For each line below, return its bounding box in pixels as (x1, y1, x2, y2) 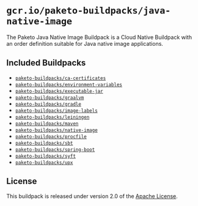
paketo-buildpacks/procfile (15, 133, 87, 139)
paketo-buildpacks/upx (15, 160, 73, 166)
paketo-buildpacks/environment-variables (15, 81, 122, 87)
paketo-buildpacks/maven (15, 120, 79, 127)
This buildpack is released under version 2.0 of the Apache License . (6, 192, 178, 200)
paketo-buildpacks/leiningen (15, 114, 90, 120)
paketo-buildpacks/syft (15, 153, 76, 159)
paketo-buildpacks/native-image (15, 127, 98, 133)
